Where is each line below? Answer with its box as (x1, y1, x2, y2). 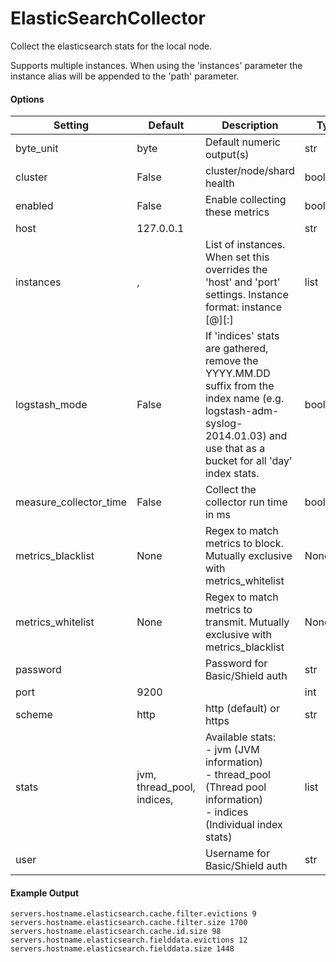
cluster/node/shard (204, 164, 295, 178)
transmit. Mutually (204, 615, 290, 629)
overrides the (204, 263, 268, 277)
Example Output (10, 887, 80, 899)
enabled (15, 199, 54, 213)
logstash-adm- (204, 404, 280, 418)
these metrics (204, 205, 270, 219)
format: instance (204, 300, 283, 314)
